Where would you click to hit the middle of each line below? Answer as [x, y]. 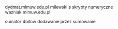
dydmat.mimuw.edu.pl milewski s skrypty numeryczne [59, 7]
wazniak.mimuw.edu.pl [28, 12]
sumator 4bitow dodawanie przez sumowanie [50, 22]
